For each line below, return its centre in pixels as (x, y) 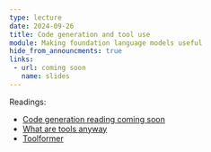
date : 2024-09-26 (42, 26)
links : (22, 59)
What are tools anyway (65, 129)
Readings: (28, 102)
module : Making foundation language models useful (106, 43)
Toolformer (43, 138)
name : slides (45, 76)
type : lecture (36, 18)
